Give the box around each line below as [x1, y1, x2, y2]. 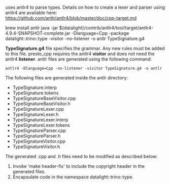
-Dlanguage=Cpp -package [71, 30, 129, 36]
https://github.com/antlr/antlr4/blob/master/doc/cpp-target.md [5, 15, 137, 21]
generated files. [12, 169, 46, 174]
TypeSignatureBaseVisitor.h [12, 101, 71, 107]
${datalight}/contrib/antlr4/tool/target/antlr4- [59, 25, 154, 31]
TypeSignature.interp [12, 84, 57, 90]
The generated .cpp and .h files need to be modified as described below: [5, 154, 158, 159]
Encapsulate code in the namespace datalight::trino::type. [12, 174, 133, 180]
